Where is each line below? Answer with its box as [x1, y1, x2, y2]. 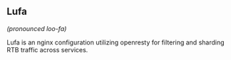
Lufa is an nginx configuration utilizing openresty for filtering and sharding [6, 38, 225, 47]
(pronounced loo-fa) [6, 24, 67, 32]
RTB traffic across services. [6, 45, 88, 54]
